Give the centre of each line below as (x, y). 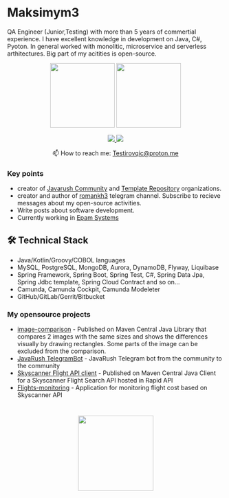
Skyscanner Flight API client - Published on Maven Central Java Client (117, 373)
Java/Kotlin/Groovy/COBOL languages (71, 260)
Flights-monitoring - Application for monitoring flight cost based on (112, 388)
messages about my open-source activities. (79, 203)
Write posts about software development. (76, 210)
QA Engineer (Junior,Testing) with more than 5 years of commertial (102, 32)
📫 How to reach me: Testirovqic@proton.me (116, 153)
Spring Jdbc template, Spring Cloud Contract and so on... (98, 282)
